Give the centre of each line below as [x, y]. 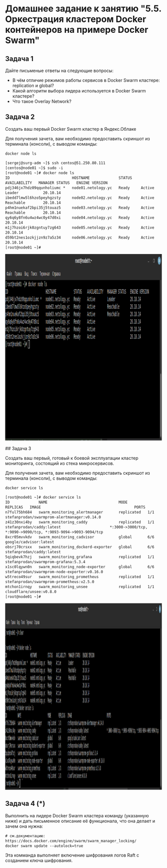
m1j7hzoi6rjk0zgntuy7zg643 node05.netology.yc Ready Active [80, 227]
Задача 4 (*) [25, 804]
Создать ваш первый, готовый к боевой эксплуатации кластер [72, 458]
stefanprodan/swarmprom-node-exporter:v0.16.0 [54, 572]
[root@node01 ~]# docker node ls [40, 173]
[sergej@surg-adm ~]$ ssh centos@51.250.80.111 [55, 163]
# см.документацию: [25, 836]
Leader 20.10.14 [33, 193]
